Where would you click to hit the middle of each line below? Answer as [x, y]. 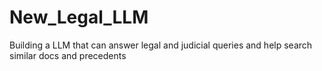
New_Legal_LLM [79, 17]
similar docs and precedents [68, 55]
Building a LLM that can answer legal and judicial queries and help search [161, 45]
